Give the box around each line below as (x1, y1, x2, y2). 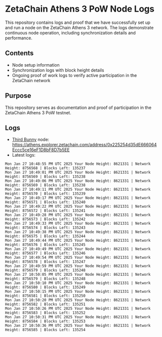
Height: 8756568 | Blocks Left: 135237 (5, 166, 86, 171)
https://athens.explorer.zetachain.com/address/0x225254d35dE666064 (12, 142, 157, 148)
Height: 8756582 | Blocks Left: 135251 (5, 302, 86, 307)
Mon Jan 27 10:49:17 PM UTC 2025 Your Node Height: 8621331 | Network (5, 195, 151, 200)
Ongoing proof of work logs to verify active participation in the (12, 72, 137, 78)
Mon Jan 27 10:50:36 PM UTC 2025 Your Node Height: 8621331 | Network (5, 323, 151, 328)
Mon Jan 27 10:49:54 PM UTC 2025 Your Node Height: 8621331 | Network (5, 255, 151, 260)
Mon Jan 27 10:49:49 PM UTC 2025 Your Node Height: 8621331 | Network (5, 247, 151, 251)
